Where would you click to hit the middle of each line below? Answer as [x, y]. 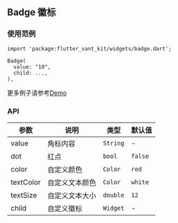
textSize [24, 195]
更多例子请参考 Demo [37, 93]
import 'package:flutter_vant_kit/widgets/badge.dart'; [89, 48]
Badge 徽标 [32, 12]
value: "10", [32, 67]
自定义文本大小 [72, 195]
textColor [26, 182]
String [114, 143]
